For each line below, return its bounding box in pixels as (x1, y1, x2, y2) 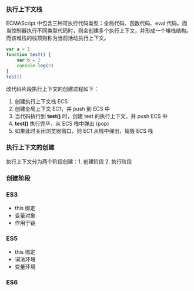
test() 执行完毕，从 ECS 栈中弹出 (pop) (14, 120, 109, 127)
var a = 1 (6, 46, 31, 53)
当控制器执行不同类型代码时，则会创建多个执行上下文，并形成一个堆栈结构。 (6, 27, 192, 34)
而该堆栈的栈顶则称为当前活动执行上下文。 (6, 34, 109, 42)
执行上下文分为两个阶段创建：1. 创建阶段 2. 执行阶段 (6, 158, 132, 165)
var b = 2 (16, 57, 41, 63)
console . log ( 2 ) (16, 63, 54, 68)
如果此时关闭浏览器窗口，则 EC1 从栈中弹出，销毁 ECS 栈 (14, 127, 153, 134)
